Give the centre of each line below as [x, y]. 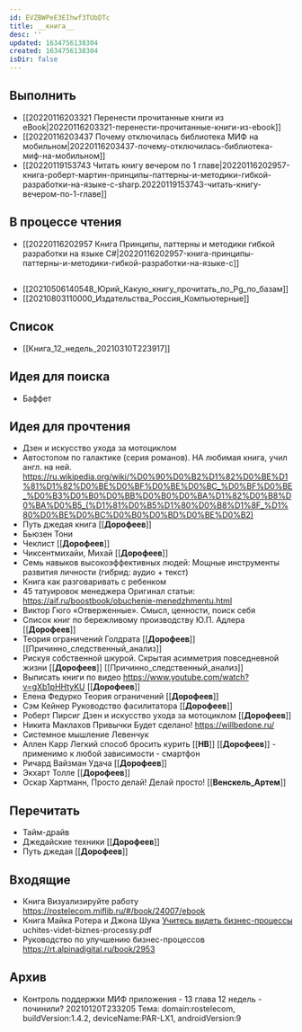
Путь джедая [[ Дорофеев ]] [75, 851]
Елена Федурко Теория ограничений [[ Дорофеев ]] [120, 697]
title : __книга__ [42, 26]
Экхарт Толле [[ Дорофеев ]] [76, 773]
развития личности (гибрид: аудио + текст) [105, 573]
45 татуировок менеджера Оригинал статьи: [109, 592]
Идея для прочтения [70, 427]
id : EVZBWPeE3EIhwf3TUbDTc [60, 18]
